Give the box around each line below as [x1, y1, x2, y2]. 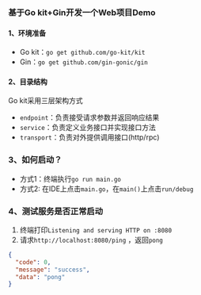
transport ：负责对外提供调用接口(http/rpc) [19, 132, 160, 142]
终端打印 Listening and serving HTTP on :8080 [19, 224, 173, 235]
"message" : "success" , [15, 266, 90, 274]
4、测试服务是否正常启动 [8, 205, 104, 216]
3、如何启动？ [8, 155, 63, 166]
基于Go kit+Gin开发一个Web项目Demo [8, 6, 156, 17]
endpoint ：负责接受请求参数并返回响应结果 [19, 113, 160, 122]
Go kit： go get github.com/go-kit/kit [19, 48, 146, 57]
